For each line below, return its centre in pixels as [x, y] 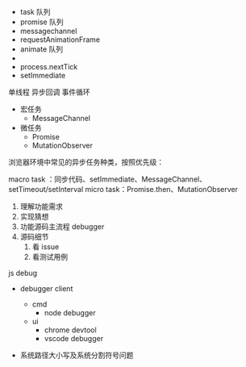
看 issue [46, 247]
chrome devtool [70, 330]
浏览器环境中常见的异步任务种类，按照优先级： [86, 162]
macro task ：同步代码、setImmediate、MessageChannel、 [108, 179]
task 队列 [35, 12]
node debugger [70, 313]
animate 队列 [41, 49]
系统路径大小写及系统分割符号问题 [77, 355]
